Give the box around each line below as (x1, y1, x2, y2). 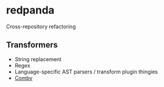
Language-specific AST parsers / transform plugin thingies (14, 68, 158, 75)
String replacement (14, 55, 62, 62)
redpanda (6, 4, 55, 17)
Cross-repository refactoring (6, 23, 76, 30)
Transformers (6, 40, 58, 50)
